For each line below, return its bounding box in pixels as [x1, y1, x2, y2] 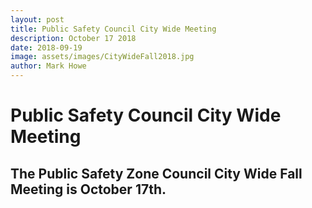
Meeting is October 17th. [10, 181, 167, 198]
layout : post [10, 14, 65, 25]
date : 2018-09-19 [10, 42, 83, 53]
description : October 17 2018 [10, 33, 137, 43]
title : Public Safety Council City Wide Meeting [10, 24, 217, 34]
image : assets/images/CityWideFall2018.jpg [10, 52, 195, 62]
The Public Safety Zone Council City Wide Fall [10, 165, 303, 182]
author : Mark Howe [10, 61, 87, 71]
